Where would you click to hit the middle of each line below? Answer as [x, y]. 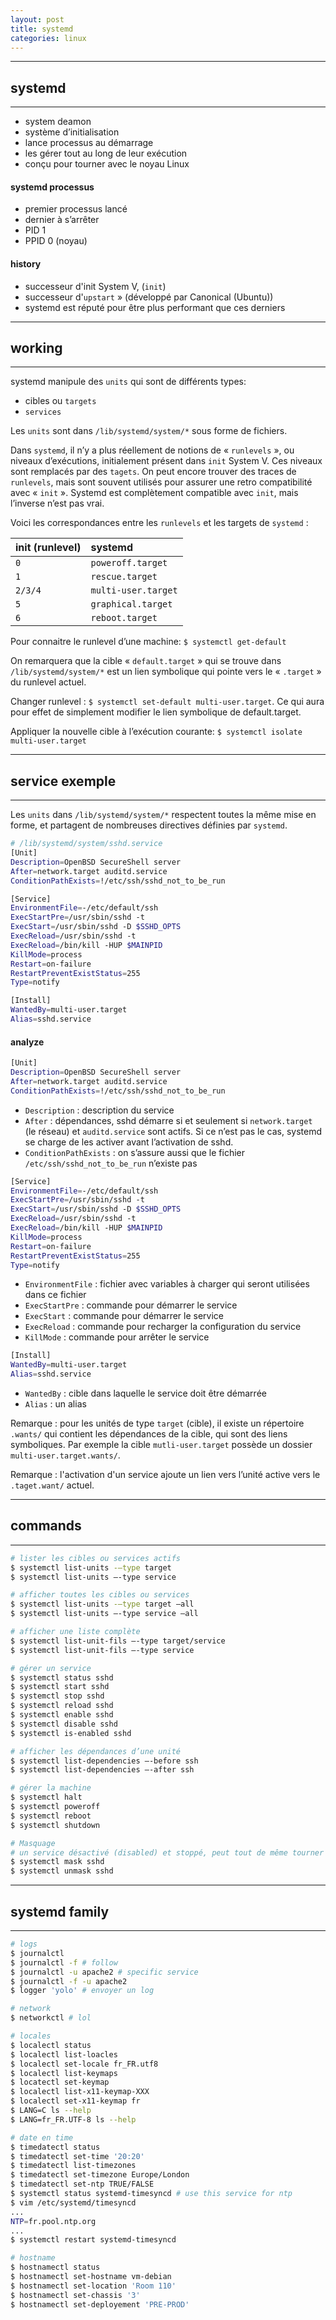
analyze [27, 1042]
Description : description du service [99, 1110]
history [26, 263]
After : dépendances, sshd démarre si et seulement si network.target [168, 1120]
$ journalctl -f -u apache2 [69, 1981]
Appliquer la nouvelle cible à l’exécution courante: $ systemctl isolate [156, 732]
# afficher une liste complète [75, 1632]
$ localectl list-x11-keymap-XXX [80, 2092]
